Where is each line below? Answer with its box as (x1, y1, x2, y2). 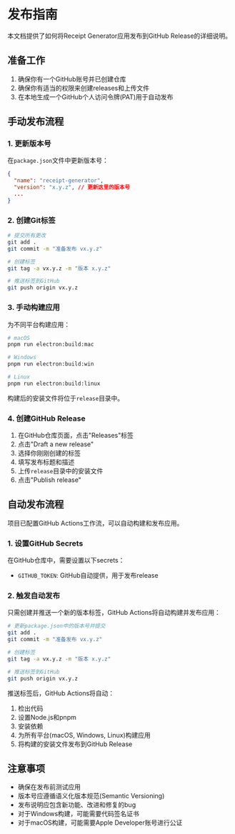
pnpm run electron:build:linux (7, 380, 101, 387)
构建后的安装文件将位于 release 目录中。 (7, 393, 124, 402)
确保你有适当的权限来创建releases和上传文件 (17, 84, 150, 92)
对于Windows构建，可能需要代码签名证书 (17, 810, 139, 818)
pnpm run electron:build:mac (7, 341, 94, 348)
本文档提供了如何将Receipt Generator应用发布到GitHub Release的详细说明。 (7, 31, 232, 40)
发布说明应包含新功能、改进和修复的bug (17, 800, 136, 809)
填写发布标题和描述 (17, 458, 75, 466)
